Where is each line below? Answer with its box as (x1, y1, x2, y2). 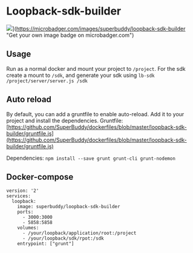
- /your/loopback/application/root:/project (22, 230, 137, 237)
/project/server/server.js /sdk (6, 77, 88, 84)
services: (6, 193, 31, 199)
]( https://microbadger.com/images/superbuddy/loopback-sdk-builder (12, 25, 186, 32)
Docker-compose (6, 171, 74, 182)
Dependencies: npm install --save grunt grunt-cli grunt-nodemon (6, 154, 175, 162)
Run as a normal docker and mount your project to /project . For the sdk (6, 65, 186, 72)
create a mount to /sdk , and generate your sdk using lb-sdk (6, 71, 155, 79)
